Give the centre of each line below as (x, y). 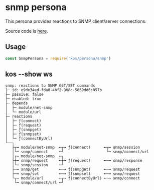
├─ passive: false (24, 95)
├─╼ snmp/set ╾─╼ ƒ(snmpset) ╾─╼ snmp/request (76, 174)
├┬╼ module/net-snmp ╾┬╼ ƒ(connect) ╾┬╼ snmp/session (76, 148)
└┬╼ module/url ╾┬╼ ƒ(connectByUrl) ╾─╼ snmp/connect (76, 178)
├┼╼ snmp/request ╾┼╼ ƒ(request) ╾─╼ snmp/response (77, 161)
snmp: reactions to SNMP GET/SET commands (50, 86)
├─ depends (17, 103)
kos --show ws (29, 74)
